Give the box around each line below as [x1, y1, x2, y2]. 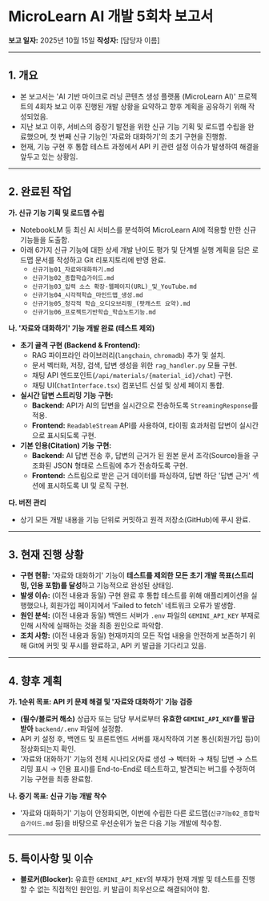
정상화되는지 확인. [19, 744, 76, 754]
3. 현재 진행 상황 [8, 547, 84, 562]
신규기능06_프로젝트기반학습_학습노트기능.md [31, 308, 156, 316]
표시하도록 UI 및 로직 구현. [46, 481, 130, 490]
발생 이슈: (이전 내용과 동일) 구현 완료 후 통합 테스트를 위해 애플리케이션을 [19, 591, 250, 600]
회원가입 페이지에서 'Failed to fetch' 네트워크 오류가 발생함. [50, 601, 236, 611]
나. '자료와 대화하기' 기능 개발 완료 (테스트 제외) [8, 323, 155, 333]
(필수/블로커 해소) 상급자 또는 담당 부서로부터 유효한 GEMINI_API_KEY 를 [19, 714, 240, 724]
